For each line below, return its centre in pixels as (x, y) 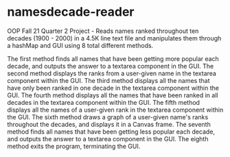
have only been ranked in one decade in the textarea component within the (113, 88)
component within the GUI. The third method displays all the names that (108, 80)
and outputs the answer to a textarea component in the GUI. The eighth (108, 138)
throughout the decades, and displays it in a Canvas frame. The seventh (109, 124)
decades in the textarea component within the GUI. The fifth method (104, 102)
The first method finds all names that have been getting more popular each (113, 58)
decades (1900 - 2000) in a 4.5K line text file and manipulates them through (114, 38)
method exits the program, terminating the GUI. (74, 146)
